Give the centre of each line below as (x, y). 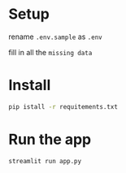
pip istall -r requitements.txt (63, 106)
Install (30, 85)
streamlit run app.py (45, 161)
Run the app (50, 139)
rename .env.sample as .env (56, 37)
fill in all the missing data (50, 52)
